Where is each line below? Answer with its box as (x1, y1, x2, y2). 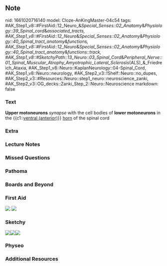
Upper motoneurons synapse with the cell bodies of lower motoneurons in (5, 110, 161, 116)
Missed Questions (5, 154, 50, 161)
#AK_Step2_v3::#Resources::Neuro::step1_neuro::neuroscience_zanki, (5, 75, 149, 81)
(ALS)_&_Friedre (129, 59, 163, 65)
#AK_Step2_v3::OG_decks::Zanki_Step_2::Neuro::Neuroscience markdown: (5, 81, 159, 87)
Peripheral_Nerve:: (124, 54, 163, 60)
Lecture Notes (5, 140, 40, 147)
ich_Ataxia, (5, 65, 27, 71)
